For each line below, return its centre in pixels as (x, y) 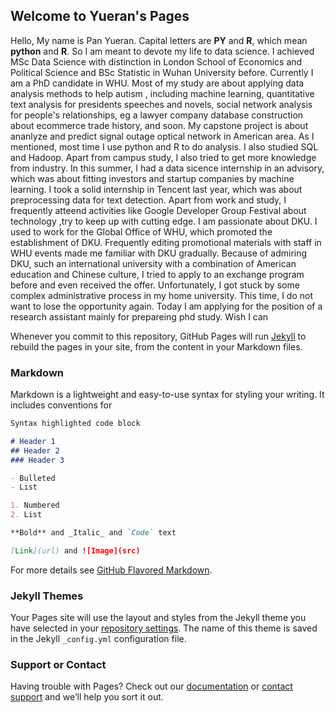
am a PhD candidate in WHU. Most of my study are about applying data (157, 83)
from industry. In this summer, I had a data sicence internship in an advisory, (167, 168)
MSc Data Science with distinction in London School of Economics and (156, 61)
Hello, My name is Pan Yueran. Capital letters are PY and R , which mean (159, 40)
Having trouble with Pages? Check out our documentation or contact (151, 686)
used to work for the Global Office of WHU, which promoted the (141, 231)
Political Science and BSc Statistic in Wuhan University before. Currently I (162, 72)
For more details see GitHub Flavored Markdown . (111, 570)
